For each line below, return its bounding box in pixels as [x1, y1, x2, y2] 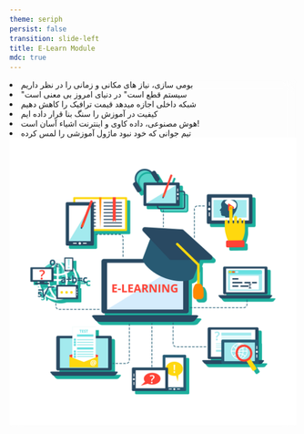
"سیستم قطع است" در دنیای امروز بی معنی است [21, 89, 187, 100]
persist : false [9, 24, 67, 34]
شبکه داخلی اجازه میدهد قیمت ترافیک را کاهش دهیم [21, 98, 198, 109]
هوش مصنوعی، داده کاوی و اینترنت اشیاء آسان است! [21, 119, 200, 129]
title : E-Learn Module [9, 44, 96, 53]
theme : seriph [9, 15, 64, 24]
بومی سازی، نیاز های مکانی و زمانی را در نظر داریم [21, 79, 194, 90]
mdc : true [9, 53, 47, 63]
